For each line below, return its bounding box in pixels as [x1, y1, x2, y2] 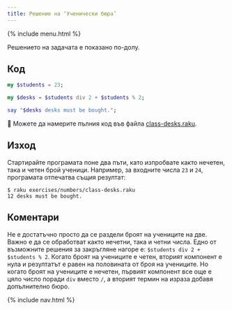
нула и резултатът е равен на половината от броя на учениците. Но [7, 260, 209, 268]
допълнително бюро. [7, 282, 70, 290]
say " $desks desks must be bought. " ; [7, 107, 117, 114]
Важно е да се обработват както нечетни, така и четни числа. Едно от [7, 237, 217, 246]
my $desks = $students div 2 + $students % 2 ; [7, 94, 145, 101]
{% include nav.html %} [7, 295, 75, 304]
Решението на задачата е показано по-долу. [7, 43, 141, 51]
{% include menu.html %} [7, 29, 82, 38]
